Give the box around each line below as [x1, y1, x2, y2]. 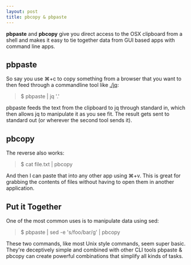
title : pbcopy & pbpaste [6, 14, 67, 20]
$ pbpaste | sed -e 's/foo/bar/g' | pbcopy [20, 229, 120, 236]
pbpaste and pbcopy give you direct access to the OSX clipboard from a [6, 30, 183, 37]
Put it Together [6, 202, 62, 212]
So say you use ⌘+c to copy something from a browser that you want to [6, 75, 182, 82]
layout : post [6, 8, 38, 15]
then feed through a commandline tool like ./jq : [6, 82, 119, 89]
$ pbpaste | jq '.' [20, 93, 60, 100]
